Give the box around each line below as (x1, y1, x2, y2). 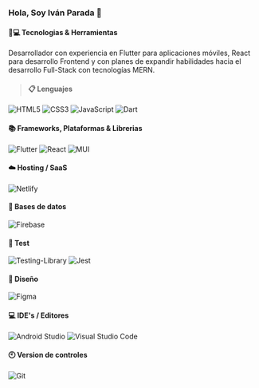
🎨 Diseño (8, 274, 38, 283)
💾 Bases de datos (8, 202, 67, 212)
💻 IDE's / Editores (8, 311, 69, 320)
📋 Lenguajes (27, 84, 73, 93)
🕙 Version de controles (8, 350, 88, 360)
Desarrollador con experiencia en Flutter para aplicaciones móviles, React (8, 48, 251, 58)
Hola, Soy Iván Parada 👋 (8, 7, 102, 18)
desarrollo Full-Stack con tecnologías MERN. (8, 65, 155, 75)
